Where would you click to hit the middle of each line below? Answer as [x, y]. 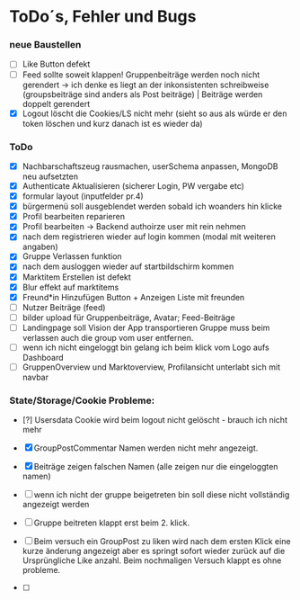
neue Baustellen [45, 45]
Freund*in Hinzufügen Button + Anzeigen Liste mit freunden [133, 297]
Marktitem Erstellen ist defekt [77, 277]
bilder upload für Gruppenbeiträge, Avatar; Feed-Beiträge [128, 318]
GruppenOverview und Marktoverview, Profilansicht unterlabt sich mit [151, 367]
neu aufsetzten [50, 176]
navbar [35, 377]
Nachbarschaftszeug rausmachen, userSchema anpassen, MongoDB [150, 166]
